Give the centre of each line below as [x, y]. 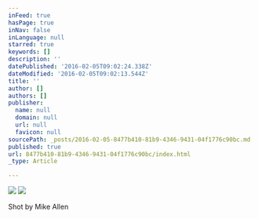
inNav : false [29, 30]
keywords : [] [29, 52]
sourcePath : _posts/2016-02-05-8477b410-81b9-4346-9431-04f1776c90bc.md [129, 139]
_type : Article [33, 162]
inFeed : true [29, 15]
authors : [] [27, 96]
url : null [31, 125]
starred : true [31, 45]
